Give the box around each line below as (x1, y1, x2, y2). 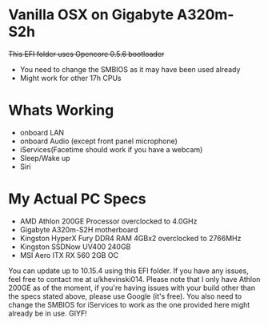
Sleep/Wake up (19, 153, 70, 163)
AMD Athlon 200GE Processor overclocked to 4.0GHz (19, 216, 198, 226)
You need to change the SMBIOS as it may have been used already (19, 64, 241, 74)
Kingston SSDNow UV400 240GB (19, 242, 131, 252)
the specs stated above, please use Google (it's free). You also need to (8, 291, 242, 301)
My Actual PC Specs (8, 190, 146, 208)
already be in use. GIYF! (8, 308, 87, 318)
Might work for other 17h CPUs (19, 73, 122, 83)
